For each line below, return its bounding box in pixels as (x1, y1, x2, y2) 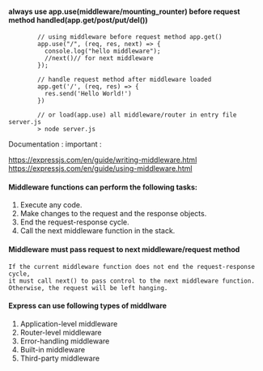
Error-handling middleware (19, 336, 110, 346)
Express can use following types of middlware (8, 301, 168, 311)
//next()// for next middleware (44, 54, 154, 62)
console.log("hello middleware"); (44, 47, 161, 56)
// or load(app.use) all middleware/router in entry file (37, 111, 237, 119)
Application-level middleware (19, 318, 118, 328)
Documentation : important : (8, 139, 102, 149)
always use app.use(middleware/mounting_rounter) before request (8, 6, 240, 16)
